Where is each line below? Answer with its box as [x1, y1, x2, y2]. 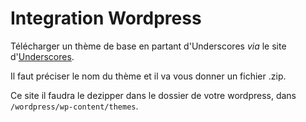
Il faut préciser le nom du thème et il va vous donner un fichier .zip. [10, 70, 287, 82]
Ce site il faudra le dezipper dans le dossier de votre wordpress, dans [10, 89, 297, 101]
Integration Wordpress [10, 7, 202, 30]
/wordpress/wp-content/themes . [10, 100, 139, 112]
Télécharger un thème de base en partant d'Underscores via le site [10, 40, 287, 52]
